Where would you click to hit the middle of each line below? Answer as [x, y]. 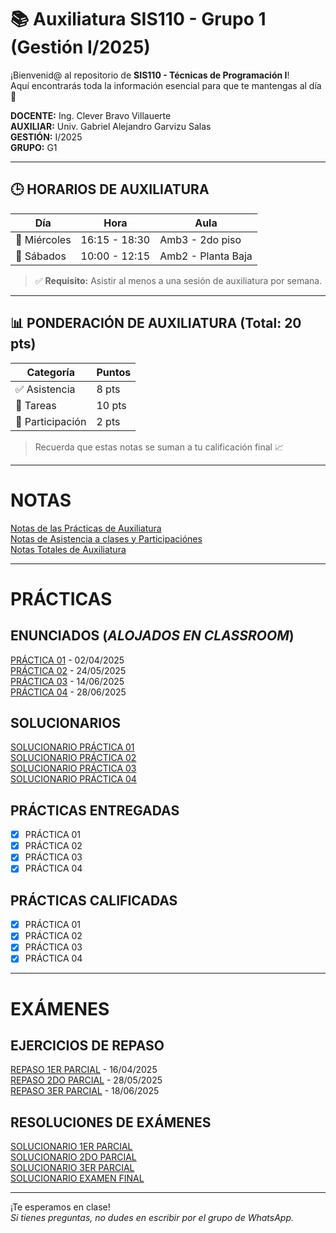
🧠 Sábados [41, 256]
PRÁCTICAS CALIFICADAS [94, 900]
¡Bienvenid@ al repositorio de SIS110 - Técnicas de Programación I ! [150, 75]
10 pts [111, 405]
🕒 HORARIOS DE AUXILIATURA [110, 189]
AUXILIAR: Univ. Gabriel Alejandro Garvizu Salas [111, 126]
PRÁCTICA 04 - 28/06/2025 [68, 692]
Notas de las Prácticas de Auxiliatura [86, 528]
